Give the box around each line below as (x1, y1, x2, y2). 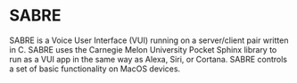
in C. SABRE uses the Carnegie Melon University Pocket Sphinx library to (9, 44, 277, 54)
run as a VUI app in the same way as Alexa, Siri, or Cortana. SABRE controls (9, 54, 288, 64)
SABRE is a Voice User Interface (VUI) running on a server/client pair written (9, 35, 289, 46)
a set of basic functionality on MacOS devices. (9, 63, 181, 74)
